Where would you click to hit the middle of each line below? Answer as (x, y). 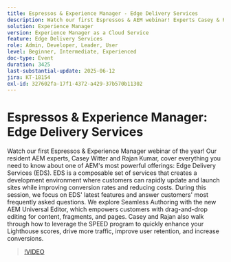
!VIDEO (34, 252)
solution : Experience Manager (51, 26)
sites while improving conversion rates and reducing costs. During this (107, 188)
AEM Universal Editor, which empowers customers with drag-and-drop (107, 209)
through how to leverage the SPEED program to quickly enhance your (106, 224)
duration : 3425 (29, 64)
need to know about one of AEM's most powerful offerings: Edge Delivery (112, 166)
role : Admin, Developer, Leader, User (63, 45)
